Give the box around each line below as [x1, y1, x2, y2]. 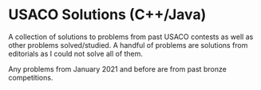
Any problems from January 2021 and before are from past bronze [8, 64, 227, 73]
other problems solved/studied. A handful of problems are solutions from [8, 40, 248, 49]
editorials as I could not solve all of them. [8, 49, 144, 58]
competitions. [8, 72, 53, 82]
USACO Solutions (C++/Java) [8, 6, 207, 24]
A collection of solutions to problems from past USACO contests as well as [8, 32, 254, 41]
